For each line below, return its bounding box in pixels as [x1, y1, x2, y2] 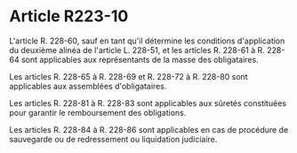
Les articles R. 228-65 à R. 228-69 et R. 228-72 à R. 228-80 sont [9, 71, 248, 81]
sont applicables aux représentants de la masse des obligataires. [20, 54, 260, 65]
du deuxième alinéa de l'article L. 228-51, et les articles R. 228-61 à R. [9, 44, 265, 55]
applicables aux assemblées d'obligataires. [9, 80, 167, 91]
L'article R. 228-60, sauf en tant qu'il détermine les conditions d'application [9, 35, 285, 46]
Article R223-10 [9, 6, 129, 27]
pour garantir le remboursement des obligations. [9, 107, 187, 118]
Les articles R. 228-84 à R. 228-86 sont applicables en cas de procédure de [9, 124, 289, 134]
